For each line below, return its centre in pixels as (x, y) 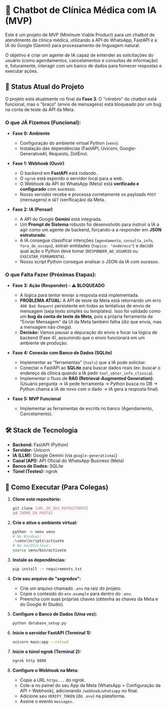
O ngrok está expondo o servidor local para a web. (72, 179)
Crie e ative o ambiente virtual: (45, 522)
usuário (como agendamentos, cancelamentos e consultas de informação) (82, 60)
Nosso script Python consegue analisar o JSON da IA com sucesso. (89, 262)
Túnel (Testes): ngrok (35, 471)
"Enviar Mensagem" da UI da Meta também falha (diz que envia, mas (91, 322)
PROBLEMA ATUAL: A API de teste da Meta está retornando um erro (90, 300)
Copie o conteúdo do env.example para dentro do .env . (76, 593)
